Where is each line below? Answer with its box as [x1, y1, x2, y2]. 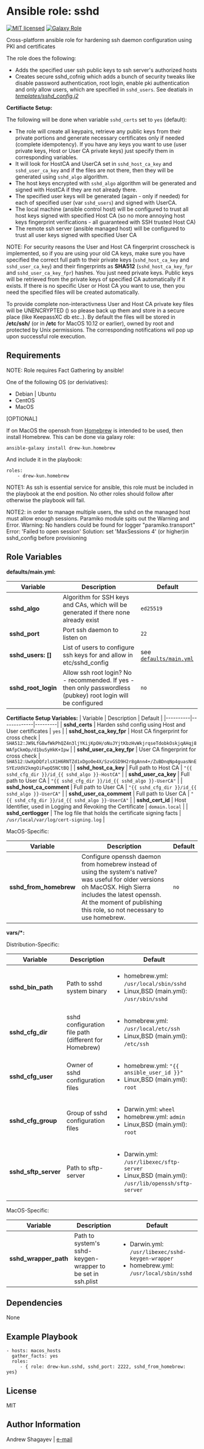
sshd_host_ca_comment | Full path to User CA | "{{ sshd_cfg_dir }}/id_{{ [6, 783, 197, 791]
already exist [63, 616, 100, 624]
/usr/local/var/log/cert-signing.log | [6, 816, 105, 823]
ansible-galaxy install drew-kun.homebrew [6, 445, 115, 451]
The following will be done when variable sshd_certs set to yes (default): [6, 116, 187, 123]
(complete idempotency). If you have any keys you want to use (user [15, 140, 187, 148]
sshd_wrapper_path [9, 1254, 69, 1262]
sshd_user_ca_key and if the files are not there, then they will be [15, 166, 174, 174]
